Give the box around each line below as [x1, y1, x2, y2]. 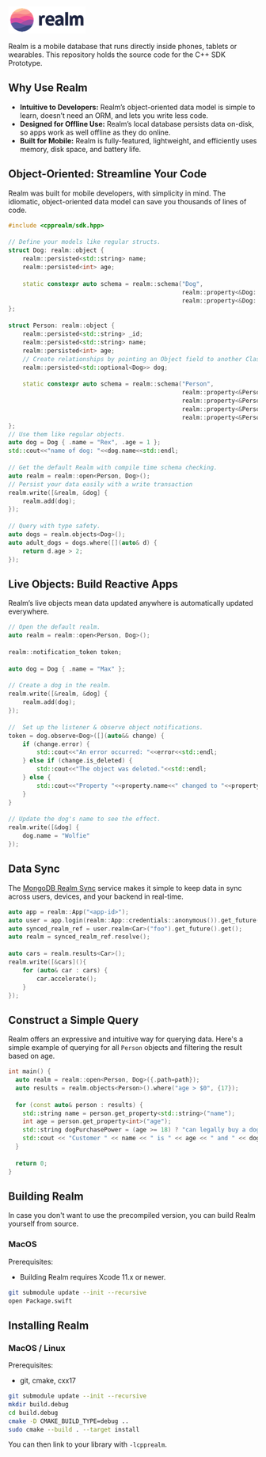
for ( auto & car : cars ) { [22, 966, 108, 974]
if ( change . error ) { [22, 740, 90, 748]
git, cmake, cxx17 [19, 1376, 77, 1386]
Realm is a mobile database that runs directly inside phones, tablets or [8, 42, 237, 51]
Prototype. [8, 59, 43, 67]
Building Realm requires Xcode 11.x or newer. [19, 1272, 166, 1281]
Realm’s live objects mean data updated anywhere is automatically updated [8, 599, 253, 608]
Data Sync [8, 862, 61, 876]
